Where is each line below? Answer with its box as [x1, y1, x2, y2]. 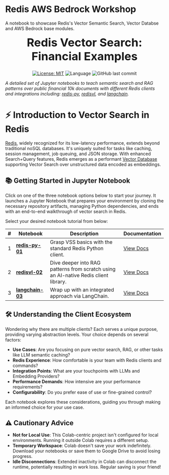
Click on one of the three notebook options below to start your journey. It [5, 192, 156, 198]
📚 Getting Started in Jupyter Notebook [5, 177, 130, 185]
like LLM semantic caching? [12, 351, 70, 358]
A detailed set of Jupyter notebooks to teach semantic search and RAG [5, 80, 153, 86]
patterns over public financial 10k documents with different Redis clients [5, 85, 155, 91]
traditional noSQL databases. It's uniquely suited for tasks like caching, [5, 145, 152, 151]
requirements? [12, 384, 43, 390]
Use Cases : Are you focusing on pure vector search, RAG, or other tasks [12, 346, 163, 352]
